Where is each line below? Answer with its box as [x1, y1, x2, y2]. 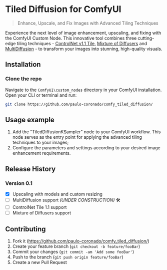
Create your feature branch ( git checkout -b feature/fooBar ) [12, 243, 140, 249]
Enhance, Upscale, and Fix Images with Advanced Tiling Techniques [17, 20, 158, 26]
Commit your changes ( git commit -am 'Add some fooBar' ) [12, 249, 134, 254]
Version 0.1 [5, 179, 32, 186]
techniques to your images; [12, 139, 69, 146]
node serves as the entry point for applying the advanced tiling [12, 134, 142, 140]
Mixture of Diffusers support [12, 210, 71, 216]
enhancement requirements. [12, 150, 71, 156]
